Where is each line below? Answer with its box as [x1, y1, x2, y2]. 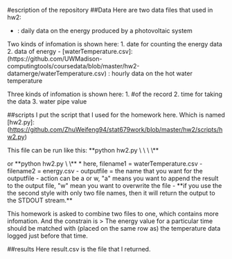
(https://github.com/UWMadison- [7, 55, 102, 63]
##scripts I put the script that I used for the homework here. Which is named [7, 111, 225, 119]
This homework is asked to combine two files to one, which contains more [7, 210, 220, 218]
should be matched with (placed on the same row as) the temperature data [7, 224, 221, 232]
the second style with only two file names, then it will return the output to [7, 189, 216, 197]
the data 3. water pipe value [7, 97, 87, 106]
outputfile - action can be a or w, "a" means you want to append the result [7, 174, 219, 182]
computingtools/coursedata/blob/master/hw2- [7, 62, 140, 70]
